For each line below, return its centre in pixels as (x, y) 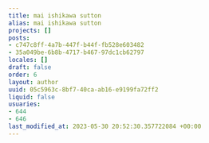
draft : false (30, 68)
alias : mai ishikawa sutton (55, 23)
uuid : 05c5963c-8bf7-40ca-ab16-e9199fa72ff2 (83, 89)
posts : (19, 38)
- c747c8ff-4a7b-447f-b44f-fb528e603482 (77, 45)
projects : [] (30, 30)
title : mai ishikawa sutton (55, 15)
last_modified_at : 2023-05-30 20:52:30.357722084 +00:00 (105, 126)
